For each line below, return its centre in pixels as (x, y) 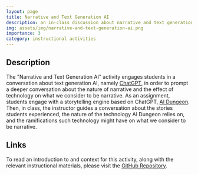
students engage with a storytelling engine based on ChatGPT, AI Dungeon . (98, 102)
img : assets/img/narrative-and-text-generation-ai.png (75, 28)
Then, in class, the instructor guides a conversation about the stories (90, 108)
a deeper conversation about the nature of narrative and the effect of (90, 89)
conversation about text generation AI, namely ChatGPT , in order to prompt (97, 83)
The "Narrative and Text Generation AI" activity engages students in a (91, 76)
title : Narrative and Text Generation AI (58, 17)
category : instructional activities (51, 39)
